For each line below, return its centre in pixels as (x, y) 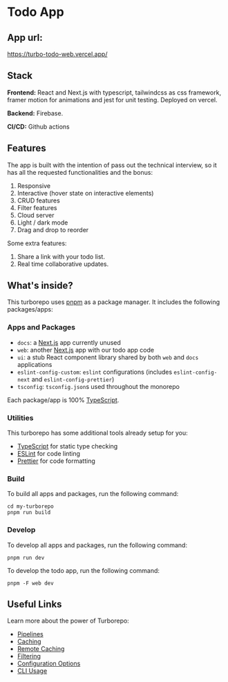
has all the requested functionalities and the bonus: (80, 172)
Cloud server (36, 215)
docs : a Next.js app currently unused (69, 342)
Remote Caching (41, 649)
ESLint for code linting (49, 454)
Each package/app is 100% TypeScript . (63, 400)
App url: (25, 38)
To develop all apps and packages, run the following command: (97, 545)
